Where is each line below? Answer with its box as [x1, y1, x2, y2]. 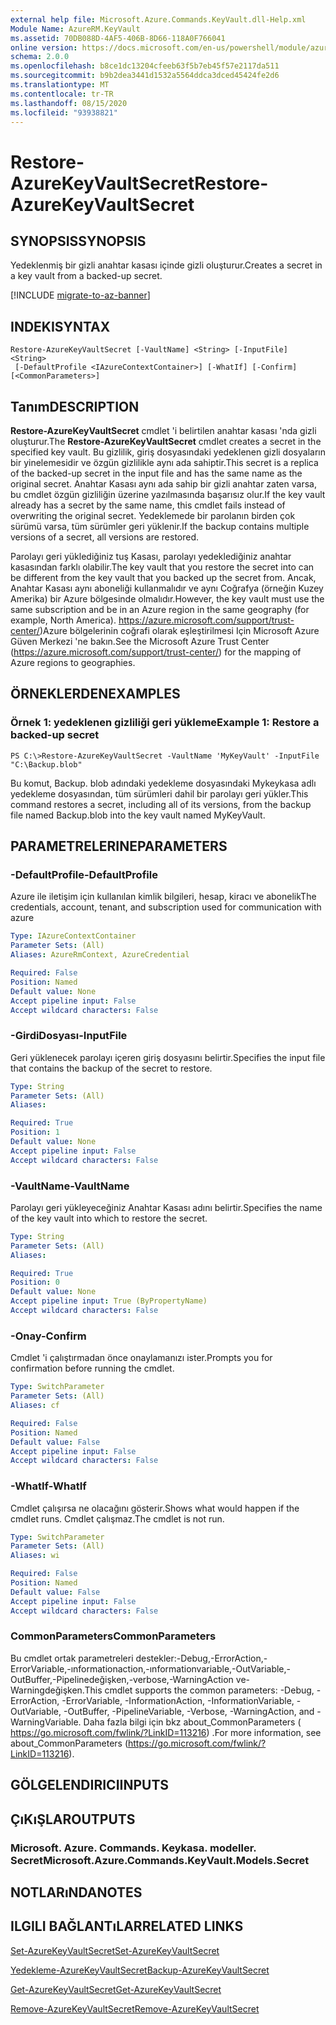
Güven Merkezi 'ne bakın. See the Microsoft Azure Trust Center [10, 636, 270, 647]
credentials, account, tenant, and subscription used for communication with [10, 901, 322, 913]
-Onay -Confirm [10, 1329, 87, 1343]
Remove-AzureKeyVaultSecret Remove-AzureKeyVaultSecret [10, 2002, 260, 2015]
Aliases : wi [10, 1551, 60, 1561]
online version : [10, 42, 78, 53]
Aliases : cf [10, 1401, 60, 1411]
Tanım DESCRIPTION [10, 398, 140, 415]
